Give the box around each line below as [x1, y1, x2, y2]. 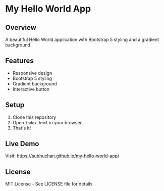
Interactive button [12, 86, 49, 92]
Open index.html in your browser [12, 119, 82, 125]
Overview [5, 23, 37, 32]
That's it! [12, 125, 31, 131]
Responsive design [12, 70, 52, 76]
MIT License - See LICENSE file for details [5, 181, 93, 187]
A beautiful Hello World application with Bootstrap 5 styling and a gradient [5, 36, 159, 42]
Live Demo [5, 139, 39, 148]
